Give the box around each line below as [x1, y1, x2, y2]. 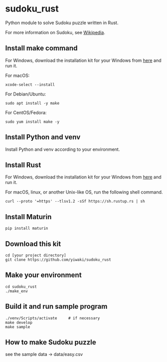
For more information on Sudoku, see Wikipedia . [5, 29, 106, 35]
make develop [5, 320, 33, 325]
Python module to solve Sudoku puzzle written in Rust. [5, 20, 119, 26]
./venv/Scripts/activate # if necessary [5, 315, 100, 321]
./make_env [5, 289, 28, 294]
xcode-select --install [5, 82, 55, 87]
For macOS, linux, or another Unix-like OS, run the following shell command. [5, 189, 163, 195]
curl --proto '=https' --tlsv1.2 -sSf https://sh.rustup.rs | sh [5, 199, 145, 204]
